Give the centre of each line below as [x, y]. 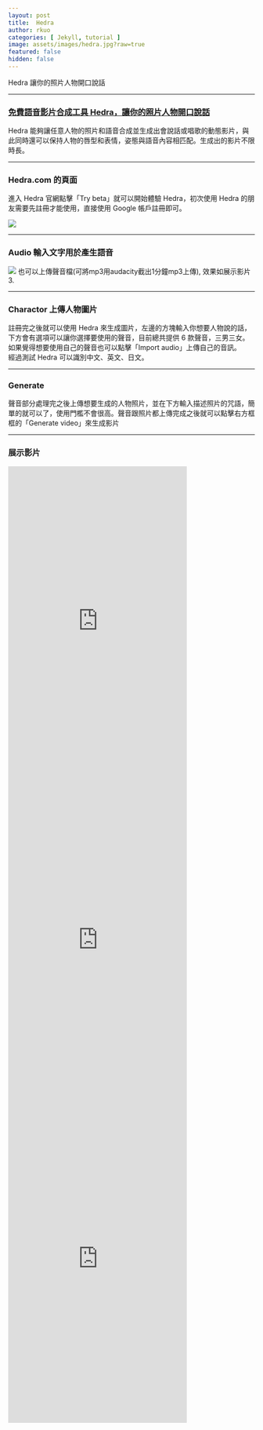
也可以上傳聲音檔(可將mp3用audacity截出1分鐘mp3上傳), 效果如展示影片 [134, 271]
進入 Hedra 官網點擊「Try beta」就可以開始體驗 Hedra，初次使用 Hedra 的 [128, 199]
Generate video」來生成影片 [74, 423]
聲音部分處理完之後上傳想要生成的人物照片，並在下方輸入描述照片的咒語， [128, 403]
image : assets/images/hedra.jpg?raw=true [77, 45]
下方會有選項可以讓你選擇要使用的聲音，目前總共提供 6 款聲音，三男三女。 [129, 337]
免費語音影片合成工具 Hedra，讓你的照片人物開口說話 [109, 112]
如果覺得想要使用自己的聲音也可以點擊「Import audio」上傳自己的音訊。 [124, 348]
